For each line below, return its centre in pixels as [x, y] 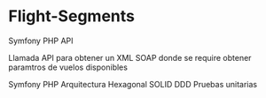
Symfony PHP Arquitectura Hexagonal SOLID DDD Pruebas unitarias [133, 84]
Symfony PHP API [41, 41]
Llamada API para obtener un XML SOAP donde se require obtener [130, 57]
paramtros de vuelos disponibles [68, 67]
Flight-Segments [71, 16]
